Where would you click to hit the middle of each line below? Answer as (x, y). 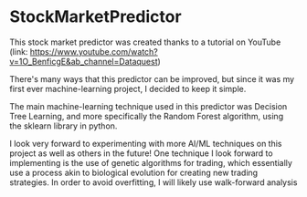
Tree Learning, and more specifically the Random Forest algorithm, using (147, 116)
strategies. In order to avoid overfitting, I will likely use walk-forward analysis (153, 182)
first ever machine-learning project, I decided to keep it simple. (128, 88)
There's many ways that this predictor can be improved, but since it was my (152, 78)
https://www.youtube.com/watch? (94, 51)
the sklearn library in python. (64, 126)
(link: (19, 51)
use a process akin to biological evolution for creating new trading (134, 172)
